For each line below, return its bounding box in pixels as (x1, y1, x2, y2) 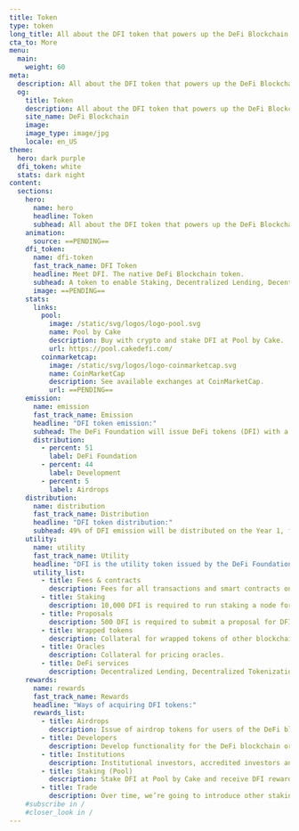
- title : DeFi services (41, 659, 129, 668)
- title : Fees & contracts (41, 576, 141, 585)
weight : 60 (25, 63, 66, 72)
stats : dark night (17, 170, 86, 179)
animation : (25, 228, 66, 237)
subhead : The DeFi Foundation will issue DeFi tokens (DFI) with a (32, 427, 289, 436)
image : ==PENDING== (32, 286, 105, 295)
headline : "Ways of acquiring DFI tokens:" (32, 700, 198, 709)
